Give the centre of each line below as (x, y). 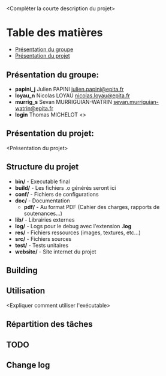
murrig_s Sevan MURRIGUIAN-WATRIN (63, 102)
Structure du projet (43, 167)
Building (22, 270)
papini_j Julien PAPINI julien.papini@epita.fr (69, 89)
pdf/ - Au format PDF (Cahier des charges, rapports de (92, 207)
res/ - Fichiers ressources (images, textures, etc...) (78, 232)
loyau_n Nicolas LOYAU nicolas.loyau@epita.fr (73, 96)
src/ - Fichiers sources (43, 238)
